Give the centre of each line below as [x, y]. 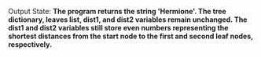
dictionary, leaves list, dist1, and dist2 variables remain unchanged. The [128, 20]
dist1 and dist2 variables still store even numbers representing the [118, 28]
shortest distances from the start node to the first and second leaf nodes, [131, 36]
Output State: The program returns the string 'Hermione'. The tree [117, 11]
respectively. [30, 45]
